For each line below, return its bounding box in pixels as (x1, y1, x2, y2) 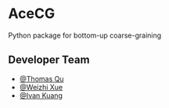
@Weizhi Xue (19, 82, 63, 92)
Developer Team (8, 53, 90, 67)
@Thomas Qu (19, 74, 64, 83)
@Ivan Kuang (19, 91, 63, 100)
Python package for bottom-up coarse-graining (8, 31, 162, 40)
